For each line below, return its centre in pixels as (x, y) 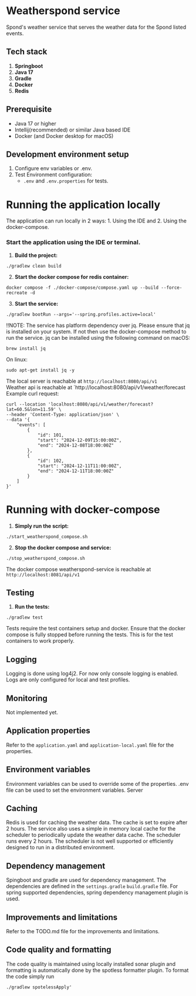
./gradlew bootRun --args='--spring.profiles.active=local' (81, 314)
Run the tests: (32, 607)
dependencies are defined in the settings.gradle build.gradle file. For (92, 886)
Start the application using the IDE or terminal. (73, 242)
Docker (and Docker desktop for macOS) (64, 136)
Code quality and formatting (59, 950)
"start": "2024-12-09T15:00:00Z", (80, 440)
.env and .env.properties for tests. (66, 181)
